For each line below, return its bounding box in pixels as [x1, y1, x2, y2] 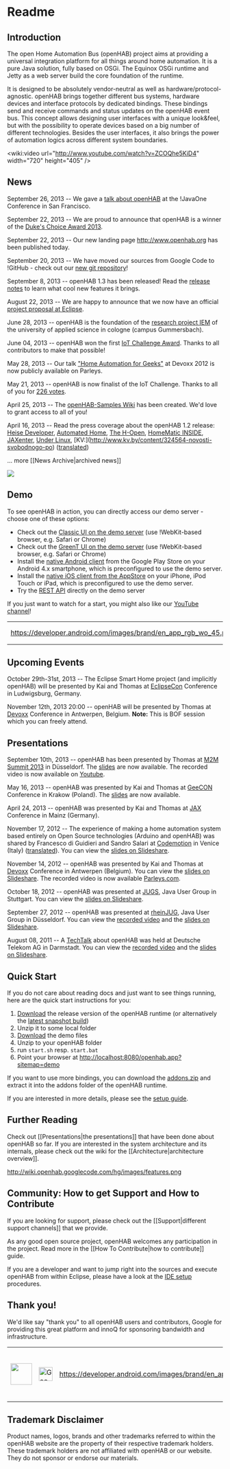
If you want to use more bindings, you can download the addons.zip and [7, 1074, 211, 1082]
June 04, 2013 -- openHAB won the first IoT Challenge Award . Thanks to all [7, 338, 220, 347]
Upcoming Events [7, 657, 84, 669]
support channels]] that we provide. [7, 1223, 108, 1232]
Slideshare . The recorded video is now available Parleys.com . [7, 875, 181, 883]
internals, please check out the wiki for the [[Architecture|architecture [7, 1147, 204, 1155]
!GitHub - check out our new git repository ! [7, 264, 129, 272]
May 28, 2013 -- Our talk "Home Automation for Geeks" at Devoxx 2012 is [7, 359, 215, 367]
